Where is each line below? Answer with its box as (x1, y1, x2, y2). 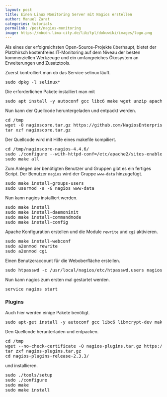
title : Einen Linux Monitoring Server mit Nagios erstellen (5, 12, 133, 17)
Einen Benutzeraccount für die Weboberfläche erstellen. (5, 258, 120, 264)
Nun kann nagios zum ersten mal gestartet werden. (5, 277, 110, 282)
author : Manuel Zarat (5, 16, 50, 21)
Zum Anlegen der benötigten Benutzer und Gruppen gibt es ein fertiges (5, 165, 152, 171)
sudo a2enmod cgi (5, 249, 47, 254)
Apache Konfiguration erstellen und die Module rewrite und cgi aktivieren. (5, 229, 158, 235)
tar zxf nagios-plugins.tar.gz (5, 348, 82, 354)
